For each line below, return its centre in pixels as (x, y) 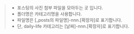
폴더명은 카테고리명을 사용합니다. (49, 14)
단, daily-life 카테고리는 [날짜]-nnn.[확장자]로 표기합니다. (73, 26)
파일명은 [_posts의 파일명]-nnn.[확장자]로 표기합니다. (70, 20)
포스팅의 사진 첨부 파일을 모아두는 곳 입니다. (60, 8)
